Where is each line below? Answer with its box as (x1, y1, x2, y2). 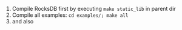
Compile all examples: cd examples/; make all (12, 11, 129, 19)
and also (12, 18, 34, 25)
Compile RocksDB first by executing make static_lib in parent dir (12, 5, 176, 12)
